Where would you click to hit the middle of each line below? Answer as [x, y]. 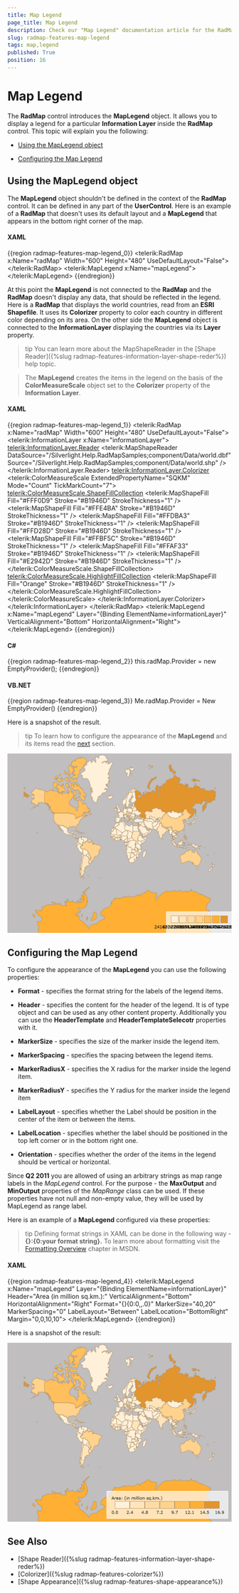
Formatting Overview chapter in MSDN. [82, 1249]
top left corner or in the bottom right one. [78, 1141]
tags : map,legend [33, 45]
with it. [27, 1028]
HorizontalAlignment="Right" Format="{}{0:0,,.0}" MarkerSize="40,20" [111, 1304]
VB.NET [19, 685]
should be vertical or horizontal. [64, 1162]
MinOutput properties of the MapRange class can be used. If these [106, 1191]
